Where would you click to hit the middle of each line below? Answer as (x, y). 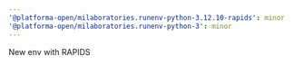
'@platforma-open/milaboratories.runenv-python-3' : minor (120, 26)
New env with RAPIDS (49, 51)
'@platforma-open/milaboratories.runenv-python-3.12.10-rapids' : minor (147, 18)
